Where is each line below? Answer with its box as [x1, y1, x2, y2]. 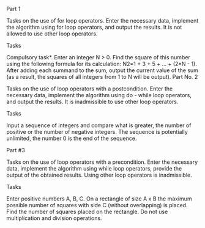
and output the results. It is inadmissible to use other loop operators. [6, 98, 179, 105]
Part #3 [6, 147, 26, 153]
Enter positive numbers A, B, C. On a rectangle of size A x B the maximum [6, 195, 192, 202]
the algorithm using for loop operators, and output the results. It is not [6, 24, 182, 31]
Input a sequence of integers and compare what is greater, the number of [6, 122, 192, 129]
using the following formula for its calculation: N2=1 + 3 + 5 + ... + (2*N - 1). [6, 61, 198, 67]
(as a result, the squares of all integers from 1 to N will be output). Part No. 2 [6, 73, 198, 80]
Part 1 [6, 6, 21, 12]
